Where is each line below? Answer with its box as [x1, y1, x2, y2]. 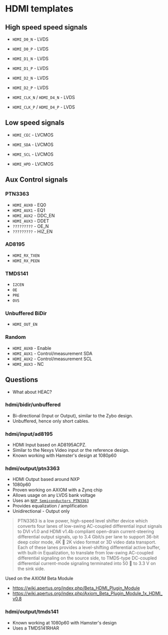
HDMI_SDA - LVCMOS [12, 141, 54, 148]
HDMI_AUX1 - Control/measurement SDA [12, 350, 92, 356]
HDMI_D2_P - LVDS [12, 85, 49, 91]
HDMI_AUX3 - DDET [12, 218, 49, 224]
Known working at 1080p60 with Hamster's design [12, 619, 116, 625]
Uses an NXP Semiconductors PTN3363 [12, 497, 89, 503]
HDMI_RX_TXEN [12, 253, 40, 258]
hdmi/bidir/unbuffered [5, 401, 61, 408]
